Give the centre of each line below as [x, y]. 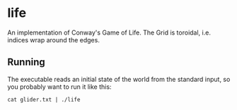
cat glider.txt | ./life [44, 99]
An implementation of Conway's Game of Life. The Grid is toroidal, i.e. [109, 32]
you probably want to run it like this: [59, 87]
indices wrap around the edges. [54, 39]
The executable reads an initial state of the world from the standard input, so [119, 79]
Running [27, 62]
